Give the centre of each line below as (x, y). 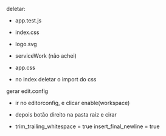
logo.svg (26, 44)
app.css (25, 67)
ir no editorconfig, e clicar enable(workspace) (72, 103)
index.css (27, 32)
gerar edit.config (27, 91)
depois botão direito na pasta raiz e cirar (66, 114)
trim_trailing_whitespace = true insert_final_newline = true (87, 126)
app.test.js (28, 20)
